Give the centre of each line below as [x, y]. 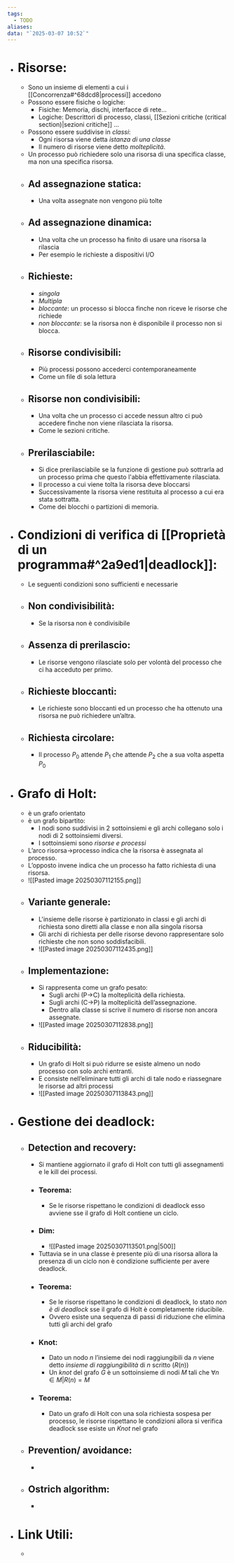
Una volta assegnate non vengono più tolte [100, 201]
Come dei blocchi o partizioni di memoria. [98, 507]
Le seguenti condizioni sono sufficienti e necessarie [103, 584]
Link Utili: [45, 1534]
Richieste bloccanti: [72, 692]
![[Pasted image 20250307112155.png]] [84, 880]
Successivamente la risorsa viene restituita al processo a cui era [131, 492]
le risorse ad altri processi [76, 1086]
